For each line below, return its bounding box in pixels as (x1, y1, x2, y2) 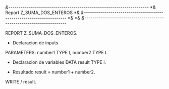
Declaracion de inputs (12, 40, 59, 46)
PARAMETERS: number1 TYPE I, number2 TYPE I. (5, 50, 108, 55)
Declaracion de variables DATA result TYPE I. (12, 59, 106, 65)
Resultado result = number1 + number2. (12, 69, 95, 75)
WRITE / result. (5, 79, 37, 84)
